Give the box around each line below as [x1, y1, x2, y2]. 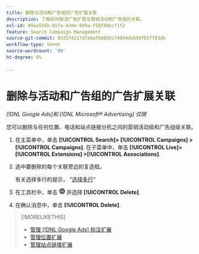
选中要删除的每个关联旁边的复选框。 [14, 163, 106, 170]
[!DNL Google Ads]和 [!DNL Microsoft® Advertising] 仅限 [6, 110, 147, 118]
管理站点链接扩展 [30, 241, 73, 248]
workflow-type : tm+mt [6, 42, 61, 48]
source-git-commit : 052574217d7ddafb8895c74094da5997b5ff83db [6, 35, 166, 42]
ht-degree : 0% [6, 54, 42, 60]
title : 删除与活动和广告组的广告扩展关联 [6, 10, 98, 16]
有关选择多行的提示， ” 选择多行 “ [14, 176, 96, 183]
